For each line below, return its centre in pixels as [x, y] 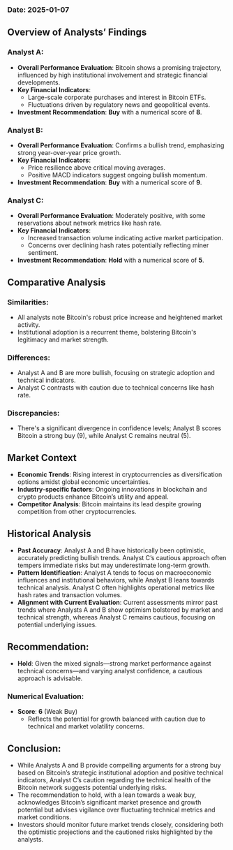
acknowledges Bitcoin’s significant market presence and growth [109, 803]
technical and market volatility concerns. [86, 726]
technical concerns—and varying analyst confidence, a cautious [110, 671]
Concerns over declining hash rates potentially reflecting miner [118, 245]
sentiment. [43, 253]
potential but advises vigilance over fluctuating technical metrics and [116, 810]
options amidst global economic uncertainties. [84, 482]
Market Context [42, 458]
